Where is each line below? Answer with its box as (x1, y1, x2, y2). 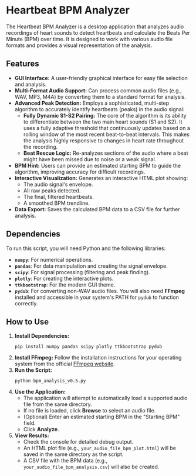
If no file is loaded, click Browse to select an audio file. (23, 407, 156, 414)
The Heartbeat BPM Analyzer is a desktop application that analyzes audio (6, 23, 184, 30)
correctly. (14, 299, 38, 307)
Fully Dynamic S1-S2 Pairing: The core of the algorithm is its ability (23, 112, 187, 119)
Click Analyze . (23, 426, 60, 433)
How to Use (6, 317, 49, 327)
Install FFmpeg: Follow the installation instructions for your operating (14, 354, 182, 361)
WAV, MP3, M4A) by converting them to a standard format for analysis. (14, 93, 186, 100)
